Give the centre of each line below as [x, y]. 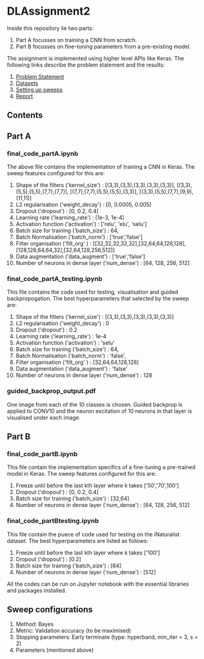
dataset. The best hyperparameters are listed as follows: [78, 541]
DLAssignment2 [49, 11]
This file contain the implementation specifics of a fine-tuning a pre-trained [101, 467]
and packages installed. [37, 590]
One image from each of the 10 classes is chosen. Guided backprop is [95, 404]
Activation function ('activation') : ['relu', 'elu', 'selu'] [81, 224]
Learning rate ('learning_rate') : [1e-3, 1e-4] [70, 217]
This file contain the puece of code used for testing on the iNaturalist [93, 534]
